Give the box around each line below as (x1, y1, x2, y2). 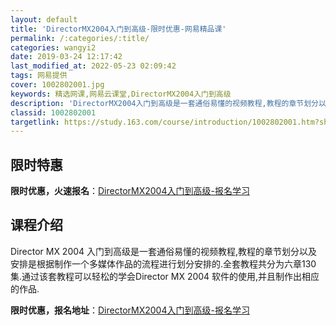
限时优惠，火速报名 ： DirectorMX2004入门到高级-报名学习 (10, 185, 250, 197)
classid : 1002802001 (10, 107, 97, 118)
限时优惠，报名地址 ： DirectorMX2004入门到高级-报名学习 (10, 304, 250, 316)
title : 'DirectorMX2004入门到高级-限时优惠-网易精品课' (10, 24, 227, 34)
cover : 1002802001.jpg (10, 80, 105, 90)
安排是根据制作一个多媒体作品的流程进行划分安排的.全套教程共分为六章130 (10, 257, 317, 270)
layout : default (10, 14, 78, 25)
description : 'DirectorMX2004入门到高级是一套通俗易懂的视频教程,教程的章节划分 (10, 98, 320, 108)
